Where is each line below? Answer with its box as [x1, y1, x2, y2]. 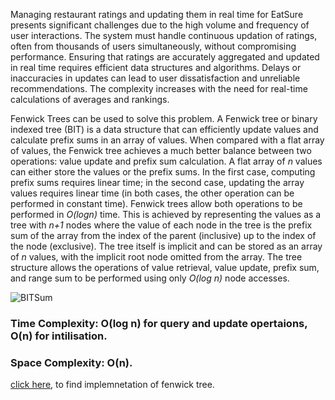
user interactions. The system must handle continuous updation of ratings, [10, 30, 318, 41]
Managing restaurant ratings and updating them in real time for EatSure [10, 9, 304, 20]
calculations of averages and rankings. [10, 94, 170, 105]
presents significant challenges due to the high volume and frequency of [10, 19, 310, 31]
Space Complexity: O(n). [10, 355, 133, 369]
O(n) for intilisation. [10, 329, 108, 343]
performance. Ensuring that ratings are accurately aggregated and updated [10, 51, 320, 63]
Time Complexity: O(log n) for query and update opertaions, [10, 316, 308, 330]
